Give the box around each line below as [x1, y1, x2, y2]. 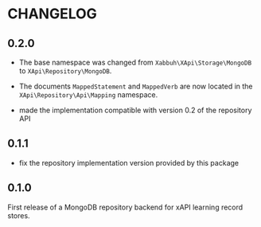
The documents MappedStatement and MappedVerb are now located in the [18, 81, 253, 91]
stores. [7, 210, 30, 220]
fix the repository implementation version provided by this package [18, 158, 240, 167]
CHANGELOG [7, 5, 97, 23]
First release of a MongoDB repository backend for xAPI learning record [7, 202, 243, 212]
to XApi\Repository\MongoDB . [18, 66, 112, 76]
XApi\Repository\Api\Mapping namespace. [18, 90, 158, 100]
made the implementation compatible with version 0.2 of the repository [18, 105, 252, 115]
